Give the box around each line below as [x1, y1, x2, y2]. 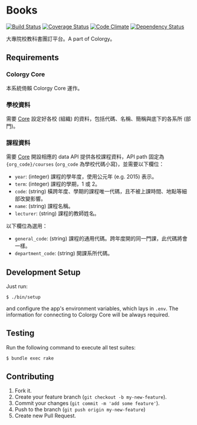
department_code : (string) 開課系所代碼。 [14, 250, 113, 257]
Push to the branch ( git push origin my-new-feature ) [14, 406, 146, 413]
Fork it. [14, 387, 32, 394]
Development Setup [6, 267, 81, 277]
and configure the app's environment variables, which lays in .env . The [6, 305, 179, 312]
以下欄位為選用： [6, 222, 48, 230]
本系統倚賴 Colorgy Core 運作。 [6, 84, 83, 91]
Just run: [6, 283, 28, 290]
